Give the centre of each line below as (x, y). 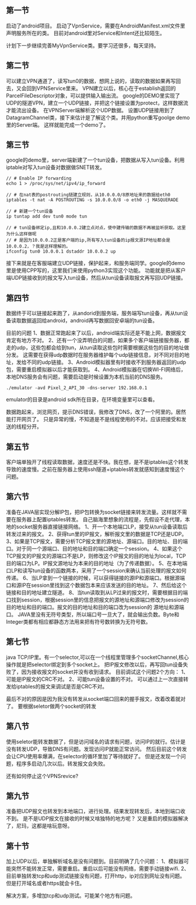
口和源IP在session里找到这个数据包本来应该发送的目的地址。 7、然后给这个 (96, 585)
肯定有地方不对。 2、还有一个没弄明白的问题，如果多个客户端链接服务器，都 (98, 340)
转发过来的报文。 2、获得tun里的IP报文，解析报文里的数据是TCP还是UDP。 (97, 534)
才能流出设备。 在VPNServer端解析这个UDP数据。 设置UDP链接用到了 (90, 110)
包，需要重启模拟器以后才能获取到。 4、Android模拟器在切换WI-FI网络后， (96, 370)
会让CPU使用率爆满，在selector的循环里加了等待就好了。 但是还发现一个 (93, 756)
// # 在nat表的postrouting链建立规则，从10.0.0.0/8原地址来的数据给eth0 (88, 195)
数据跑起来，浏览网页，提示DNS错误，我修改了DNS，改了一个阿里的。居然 (96, 412)
